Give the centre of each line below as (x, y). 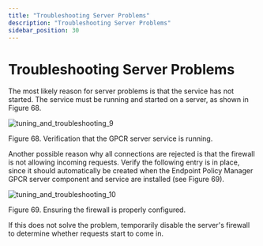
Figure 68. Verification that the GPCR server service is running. (111, 138)
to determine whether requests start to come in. (86, 233)
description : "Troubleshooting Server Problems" (90, 23)
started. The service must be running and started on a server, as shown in (128, 100)
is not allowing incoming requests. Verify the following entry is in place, (124, 162)
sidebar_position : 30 (44, 30)
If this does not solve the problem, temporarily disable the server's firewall (129, 225)
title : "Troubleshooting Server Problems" (79, 15)
